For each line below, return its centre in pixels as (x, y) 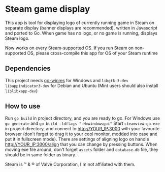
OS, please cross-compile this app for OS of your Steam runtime (92, 53)
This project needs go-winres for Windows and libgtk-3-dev (67, 80)
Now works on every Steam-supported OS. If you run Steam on (69, 48)
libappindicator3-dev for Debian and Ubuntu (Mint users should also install (82, 86)
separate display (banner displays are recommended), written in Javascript (81, 28)
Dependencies (28, 69)
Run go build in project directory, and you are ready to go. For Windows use (82, 118)
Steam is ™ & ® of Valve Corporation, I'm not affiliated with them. (70, 164)
